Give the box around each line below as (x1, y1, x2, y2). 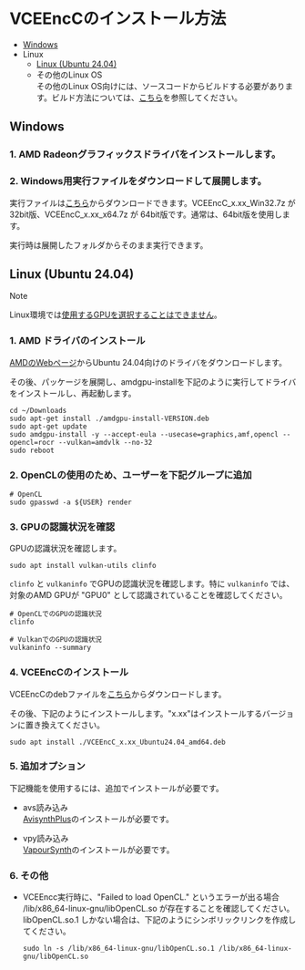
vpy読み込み (22, 832, 69, 843)
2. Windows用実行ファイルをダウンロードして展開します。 (9, 175, 267, 188)
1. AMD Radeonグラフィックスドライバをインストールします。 (9, 148, 281, 160)
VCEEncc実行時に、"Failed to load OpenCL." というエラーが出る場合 (22, 892, 280, 903)
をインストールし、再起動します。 (9, 387, 137, 398)
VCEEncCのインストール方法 (9, 8, 227, 29)
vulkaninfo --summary (9, 644, 92, 653)
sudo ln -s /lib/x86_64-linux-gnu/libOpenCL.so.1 (22, 944, 216, 954)
